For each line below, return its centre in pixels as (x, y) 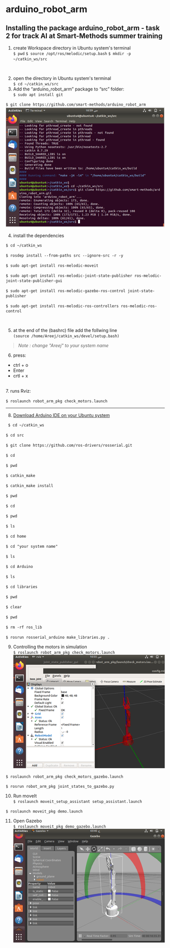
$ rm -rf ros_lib (24, 628)
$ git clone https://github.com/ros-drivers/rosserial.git (69, 446)
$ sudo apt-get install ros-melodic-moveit (52, 266)
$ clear (14, 607)
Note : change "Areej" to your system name (63, 346)
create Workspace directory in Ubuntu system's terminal (72, 48)
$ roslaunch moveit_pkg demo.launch (44, 811)
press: (20, 355)
